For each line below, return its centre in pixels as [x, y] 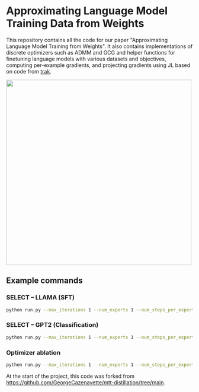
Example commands [44, 281]
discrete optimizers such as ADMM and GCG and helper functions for [91, 52]
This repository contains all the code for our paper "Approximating [87, 40]
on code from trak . [29, 71]
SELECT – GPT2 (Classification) [52, 325]
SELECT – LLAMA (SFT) [41, 298]
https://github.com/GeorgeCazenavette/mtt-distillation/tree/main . [86, 382]
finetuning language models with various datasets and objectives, [86, 59]
